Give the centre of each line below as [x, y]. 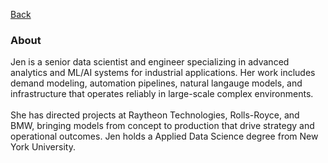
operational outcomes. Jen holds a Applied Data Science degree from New [164, 136]
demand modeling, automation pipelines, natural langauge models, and [156, 83]
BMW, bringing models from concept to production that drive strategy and [162, 126]
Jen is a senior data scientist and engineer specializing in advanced [150, 62]
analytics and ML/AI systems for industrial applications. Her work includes [163, 73]
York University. [43, 147]
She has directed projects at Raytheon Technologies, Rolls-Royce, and [155, 115]
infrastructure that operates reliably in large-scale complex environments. [162, 94]
